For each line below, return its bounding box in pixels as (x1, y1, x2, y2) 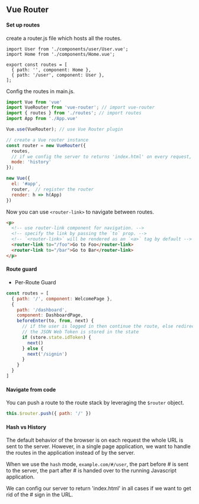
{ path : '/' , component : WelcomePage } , (11, 296, 113, 302)
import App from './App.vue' (6, 116, 78, 122)
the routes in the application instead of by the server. (6, 449, 135, 457)
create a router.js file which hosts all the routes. (6, 34, 122, 42)
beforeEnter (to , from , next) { (17, 318, 94, 324)
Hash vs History (6, 423, 47, 430)
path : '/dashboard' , (17, 307, 68, 313)
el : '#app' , (11, 181, 41, 187)
